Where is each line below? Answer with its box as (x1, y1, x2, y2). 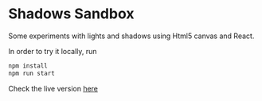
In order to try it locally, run (8, 46, 97, 56)
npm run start (8, 69, 56, 77)
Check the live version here (8, 84, 98, 93)
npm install (8, 61, 48, 70)
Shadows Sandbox (8, 5, 135, 23)
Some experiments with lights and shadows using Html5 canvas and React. (8, 31, 255, 41)
